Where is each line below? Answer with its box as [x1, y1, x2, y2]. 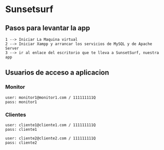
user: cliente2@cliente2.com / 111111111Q [5, 135, 96, 141]
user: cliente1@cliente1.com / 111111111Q [5, 122, 96, 127]
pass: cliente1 [5, 127, 37, 132]
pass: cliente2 [5, 140, 37, 145]
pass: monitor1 [5, 99, 37, 105]
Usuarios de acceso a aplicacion [5, 68, 110, 77]
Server [5, 46, 19, 51]
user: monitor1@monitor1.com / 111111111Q [5, 95, 96, 100]
